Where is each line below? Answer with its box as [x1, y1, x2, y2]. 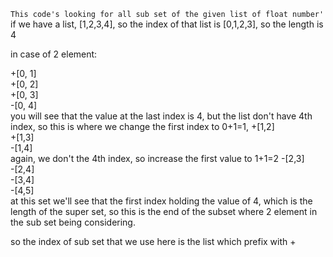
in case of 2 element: [10, 48, 98, 60]
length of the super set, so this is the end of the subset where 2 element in [10, 206, 318, 217]
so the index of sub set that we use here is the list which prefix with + [10, 236, 297, 247]
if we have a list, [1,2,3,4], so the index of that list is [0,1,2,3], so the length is [10, 18, 324, 30]
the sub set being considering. [10, 216, 136, 228]
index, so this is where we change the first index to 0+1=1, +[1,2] [10, 121, 275, 132]
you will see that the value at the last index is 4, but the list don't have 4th [10, 110, 313, 122]
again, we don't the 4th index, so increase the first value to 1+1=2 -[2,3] [10, 153, 305, 164]
